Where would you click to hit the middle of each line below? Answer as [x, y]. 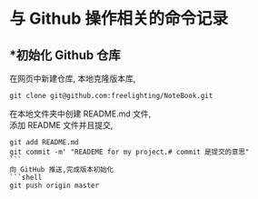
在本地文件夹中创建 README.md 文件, [80, 114]
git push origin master [55, 185]
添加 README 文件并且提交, [61, 125]
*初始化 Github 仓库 [65, 55]
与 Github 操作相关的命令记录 [119, 19]
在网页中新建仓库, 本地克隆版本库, [73, 79]
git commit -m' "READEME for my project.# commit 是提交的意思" [129, 152]
